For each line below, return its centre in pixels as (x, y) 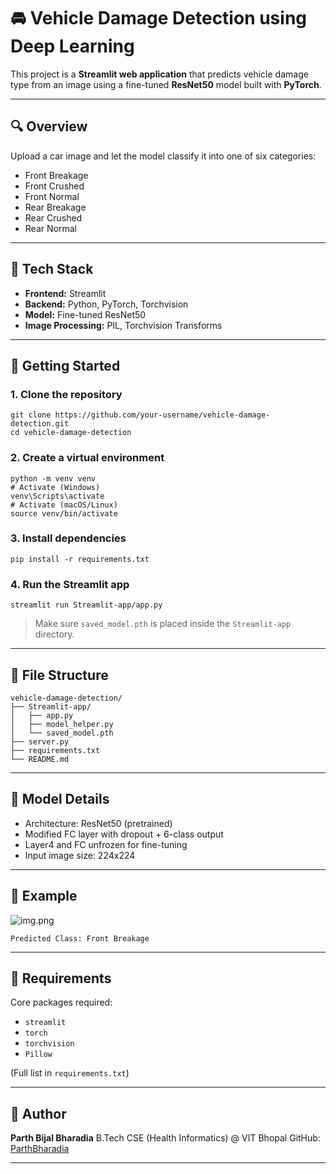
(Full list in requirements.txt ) (70, 1073)
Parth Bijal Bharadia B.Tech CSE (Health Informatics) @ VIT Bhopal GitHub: (165, 1138)
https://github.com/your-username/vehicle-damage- (162, 415)
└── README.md (40, 759)
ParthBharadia (40, 1149)
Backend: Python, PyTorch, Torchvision (106, 304)
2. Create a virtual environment (87, 458)
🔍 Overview (49, 126)
